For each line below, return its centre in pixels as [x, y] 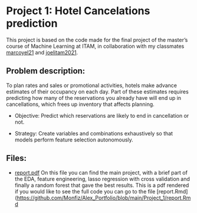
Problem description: [46, 71]
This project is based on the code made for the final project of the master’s [97, 40]
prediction [32, 23]
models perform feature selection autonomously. [74, 140]
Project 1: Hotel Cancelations [78, 11]
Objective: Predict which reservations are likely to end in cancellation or [102, 115]
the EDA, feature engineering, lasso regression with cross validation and [102, 179]
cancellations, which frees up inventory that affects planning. [80, 104]
